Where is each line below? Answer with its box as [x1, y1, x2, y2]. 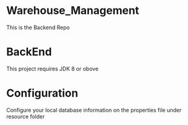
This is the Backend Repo [6, 24, 70, 31]
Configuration [6, 86, 79, 100]
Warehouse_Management [6, 4, 139, 18]
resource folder [6, 113, 45, 120]
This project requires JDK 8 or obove [6, 65, 99, 72]
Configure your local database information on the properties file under [6, 106, 182, 113]
